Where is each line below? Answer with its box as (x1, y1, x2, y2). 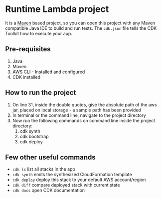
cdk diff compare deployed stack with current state (12, 182, 120, 188)
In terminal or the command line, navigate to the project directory (12, 112, 146, 118)
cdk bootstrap (19, 133, 49, 139)
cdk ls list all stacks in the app (12, 166, 76, 172)
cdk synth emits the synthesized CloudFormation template (12, 172, 132, 178)
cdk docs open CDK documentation (12, 188, 85, 194)
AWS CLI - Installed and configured (12, 69, 85, 75)
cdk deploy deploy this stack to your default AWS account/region (12, 177, 146, 183)
